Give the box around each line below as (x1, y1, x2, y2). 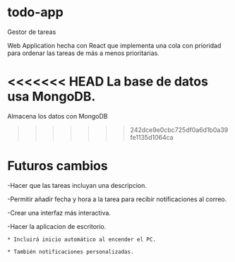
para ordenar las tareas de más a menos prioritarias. (7, 49, 160, 57)
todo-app (7, 4, 64, 20)
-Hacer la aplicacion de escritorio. (7, 222, 107, 230)
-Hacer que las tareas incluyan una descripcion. (7, 181, 147, 189)
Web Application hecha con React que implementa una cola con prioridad (7, 41, 222, 49)
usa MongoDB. (7, 89, 96, 105)
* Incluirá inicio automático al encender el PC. (7, 236, 157, 243)
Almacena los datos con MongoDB (7, 112, 108, 120)
